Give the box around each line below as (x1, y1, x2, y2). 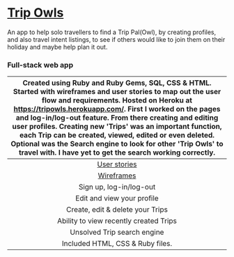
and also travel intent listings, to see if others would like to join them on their (7, 35, 226, 43)
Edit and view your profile (75, 194, 159, 203)
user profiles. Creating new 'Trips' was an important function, (12, 122, 222, 132)
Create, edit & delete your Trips (65, 205, 169, 215)
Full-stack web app (7, 60, 74, 70)
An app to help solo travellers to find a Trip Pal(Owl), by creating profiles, (7, 28, 217, 36)
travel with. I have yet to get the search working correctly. (18, 148, 216, 157)
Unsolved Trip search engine (70, 228, 164, 237)
